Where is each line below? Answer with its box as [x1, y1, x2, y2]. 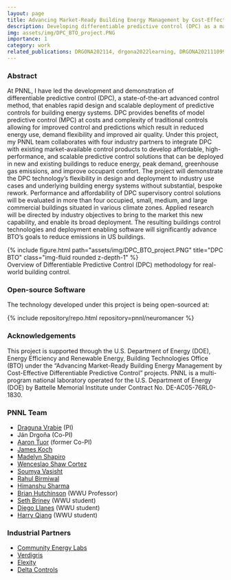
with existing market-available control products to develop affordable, [7, 145, 204, 153]
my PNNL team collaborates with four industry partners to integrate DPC [7, 138, 212, 146]
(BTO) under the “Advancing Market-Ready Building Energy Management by [7, 361, 223, 370]
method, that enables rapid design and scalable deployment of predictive [7, 101, 214, 110]
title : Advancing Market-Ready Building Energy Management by [7, 16, 189, 23]
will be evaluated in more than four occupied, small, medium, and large [7, 197, 208, 205]
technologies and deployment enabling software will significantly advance [7, 225, 217, 234]
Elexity [16, 558, 36, 567]
